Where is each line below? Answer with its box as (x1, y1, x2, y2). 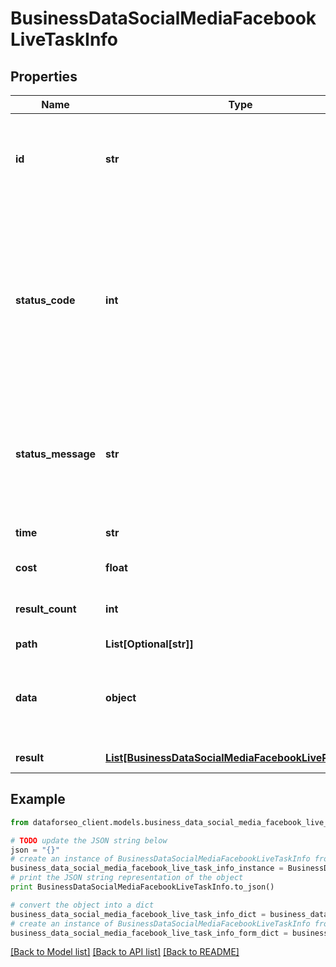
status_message (15, 447, 97, 461)
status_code (15, 293, 76, 307)
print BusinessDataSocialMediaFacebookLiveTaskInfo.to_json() (10, 882, 275, 892)
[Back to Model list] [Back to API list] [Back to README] (10, 946, 240, 958)
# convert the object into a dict (10, 900, 155, 910)
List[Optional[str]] (105, 637, 194, 651)
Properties (10, 68, 78, 85)
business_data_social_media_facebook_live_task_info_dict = (10, 909, 267, 919)
